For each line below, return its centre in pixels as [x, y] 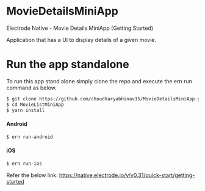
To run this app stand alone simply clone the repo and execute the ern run [99, 81]
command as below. [31, 88]
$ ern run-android [30, 137]
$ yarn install [26, 110]
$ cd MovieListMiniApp [35, 105]
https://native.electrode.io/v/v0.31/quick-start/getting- [127, 175]
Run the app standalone [68, 64]
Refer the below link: [32, 175]
